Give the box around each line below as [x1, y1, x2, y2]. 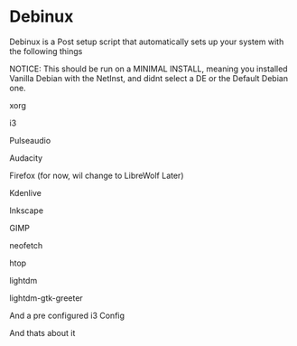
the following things [9, 45, 83, 56]
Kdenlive [9, 187, 42, 198]
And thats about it [9, 327, 76, 338]
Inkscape [9, 205, 43, 216]
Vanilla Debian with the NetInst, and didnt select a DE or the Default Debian [9, 72, 289, 83]
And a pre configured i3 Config [9, 310, 125, 321]
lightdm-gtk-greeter [9, 292, 83, 304]
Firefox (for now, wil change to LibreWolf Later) [9, 170, 184, 181]
